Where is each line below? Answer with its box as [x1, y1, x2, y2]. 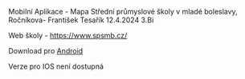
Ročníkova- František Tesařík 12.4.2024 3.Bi [8, 15, 154, 25]
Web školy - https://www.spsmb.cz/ [8, 31, 128, 40]
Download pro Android [8, 46, 84, 55]
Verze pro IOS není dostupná [8, 61, 104, 71]
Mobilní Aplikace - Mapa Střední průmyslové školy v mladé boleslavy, [8, 7, 239, 16]
